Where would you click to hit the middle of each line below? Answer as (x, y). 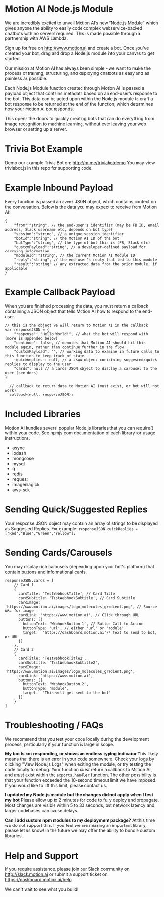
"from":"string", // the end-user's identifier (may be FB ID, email (87, 225)
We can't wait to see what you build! (42, 889)
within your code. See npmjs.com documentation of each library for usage (80, 433)
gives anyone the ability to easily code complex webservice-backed (74, 28)
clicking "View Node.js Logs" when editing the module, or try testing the (78, 764)
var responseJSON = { (27, 330)
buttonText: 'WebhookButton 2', (56, 684)
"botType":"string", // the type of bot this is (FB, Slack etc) (82, 243)
